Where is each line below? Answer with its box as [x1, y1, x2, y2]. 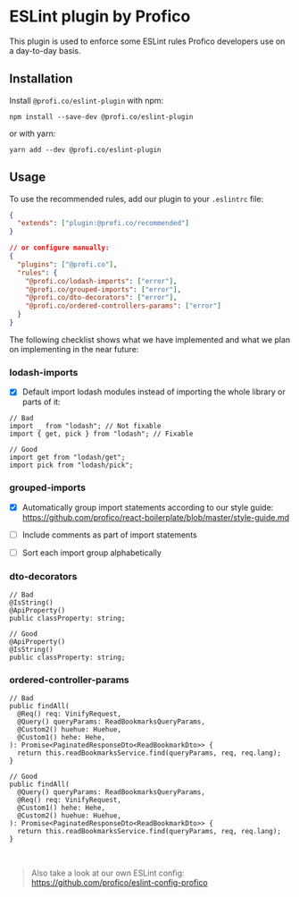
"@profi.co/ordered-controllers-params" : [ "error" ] [25, 301, 221, 310]
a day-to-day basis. [9, 45, 81, 55]
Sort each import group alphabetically [21, 547, 162, 558]
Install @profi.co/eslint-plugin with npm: [9, 95, 164, 106]
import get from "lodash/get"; [9, 453, 126, 462]
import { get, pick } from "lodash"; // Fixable [9, 429, 194, 439]
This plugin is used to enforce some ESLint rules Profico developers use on [9, 36, 286, 47]
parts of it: [21, 396, 61, 408]
